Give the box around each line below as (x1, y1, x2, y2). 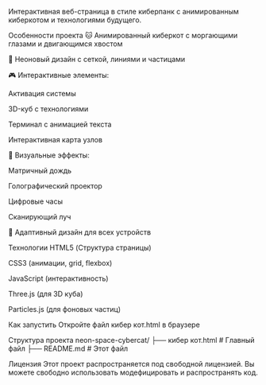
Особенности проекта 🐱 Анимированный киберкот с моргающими (8, 31, 238, 40)
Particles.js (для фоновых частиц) (8, 305, 121, 313)
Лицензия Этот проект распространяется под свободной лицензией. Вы (8, 360, 255, 368)
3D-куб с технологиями (8, 104, 89, 114)
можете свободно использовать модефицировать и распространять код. (8, 367, 258, 377)
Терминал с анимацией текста (8, 119, 112, 129)
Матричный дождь (8, 166, 72, 175)
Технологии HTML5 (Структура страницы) (8, 243, 152, 252)
